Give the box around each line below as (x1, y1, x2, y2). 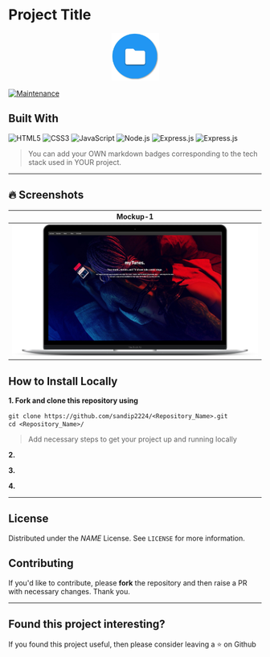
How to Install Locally (8, 374, 118, 388)
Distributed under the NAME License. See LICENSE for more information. (8, 533, 245, 543)
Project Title (8, 6, 92, 24)
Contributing (8, 556, 74, 570)
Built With (8, 112, 59, 125)
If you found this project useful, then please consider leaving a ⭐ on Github (8, 639, 256, 649)
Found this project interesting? (8, 618, 166, 631)
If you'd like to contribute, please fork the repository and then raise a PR (8, 577, 247, 588)
